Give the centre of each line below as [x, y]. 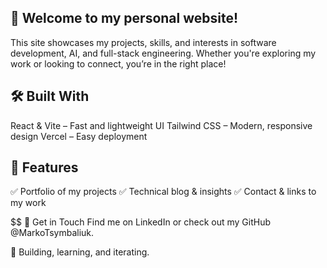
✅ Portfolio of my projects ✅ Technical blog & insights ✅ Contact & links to [163, 192]
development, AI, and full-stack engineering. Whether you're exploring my [163, 53]
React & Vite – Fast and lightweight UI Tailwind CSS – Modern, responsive [161, 125]
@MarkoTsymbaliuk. [52, 233]
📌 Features [44, 167]
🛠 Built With [50, 96]
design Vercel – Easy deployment [79, 136]
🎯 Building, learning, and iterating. [80, 252]
